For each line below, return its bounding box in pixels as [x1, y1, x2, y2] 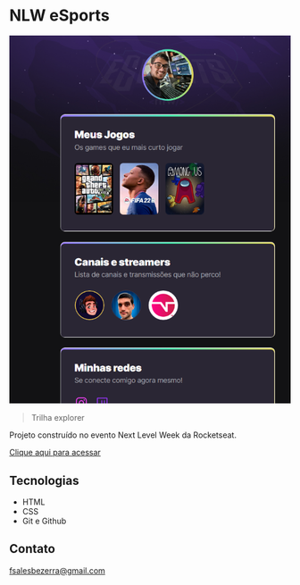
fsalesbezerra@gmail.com [9, 564, 105, 576]
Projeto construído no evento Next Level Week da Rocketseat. [9, 430, 237, 440]
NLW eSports [9, 5, 110, 26]
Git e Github [21, 515, 67, 526]
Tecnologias [9, 472, 79, 488]
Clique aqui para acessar [9, 447, 101, 458]
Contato [9, 541, 55, 556]
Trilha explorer [30, 413, 85, 423]
